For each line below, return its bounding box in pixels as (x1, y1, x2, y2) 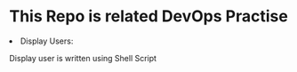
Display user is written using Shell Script (9, 52, 157, 63)
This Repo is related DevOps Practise (9, 6, 289, 27)
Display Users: (20, 36, 74, 46)
